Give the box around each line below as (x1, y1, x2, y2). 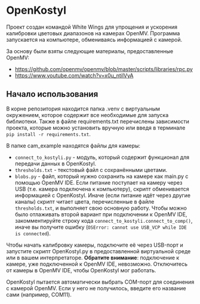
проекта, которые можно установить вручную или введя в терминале (6, 124, 186, 131)
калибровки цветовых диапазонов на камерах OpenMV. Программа (6, 29, 180, 36)
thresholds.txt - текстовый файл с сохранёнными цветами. (14, 166, 168, 173)
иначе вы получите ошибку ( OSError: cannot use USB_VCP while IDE (14, 223, 187, 231)
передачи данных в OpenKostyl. (14, 159, 97, 167)
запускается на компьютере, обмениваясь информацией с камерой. (6, 36, 183, 43)
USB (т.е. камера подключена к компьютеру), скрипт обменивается (14, 185, 189, 192)
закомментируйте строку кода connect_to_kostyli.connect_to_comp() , (14, 217, 193, 224)
